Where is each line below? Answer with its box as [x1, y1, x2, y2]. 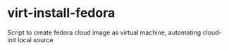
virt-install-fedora [7, 5, 116, 21]
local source [17, 35, 54, 44]
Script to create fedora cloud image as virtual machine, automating [7, 28, 202, 37]
